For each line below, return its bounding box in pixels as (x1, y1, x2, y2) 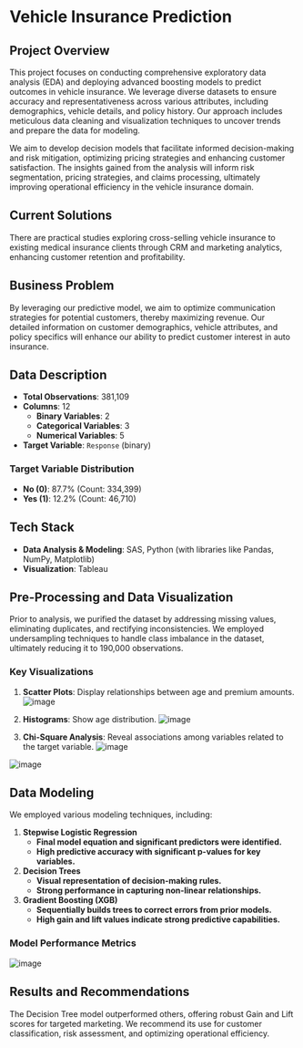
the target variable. (22, 741, 95, 752)
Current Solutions (9, 208, 113, 223)
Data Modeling (9, 785, 95, 801)
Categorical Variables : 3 (35, 420, 130, 431)
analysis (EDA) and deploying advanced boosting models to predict (9, 77, 262, 88)
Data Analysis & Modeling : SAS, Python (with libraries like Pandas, (22, 544, 275, 555)
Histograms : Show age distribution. (22, 713, 157, 724)
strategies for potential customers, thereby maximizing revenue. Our (9, 312, 266, 323)
